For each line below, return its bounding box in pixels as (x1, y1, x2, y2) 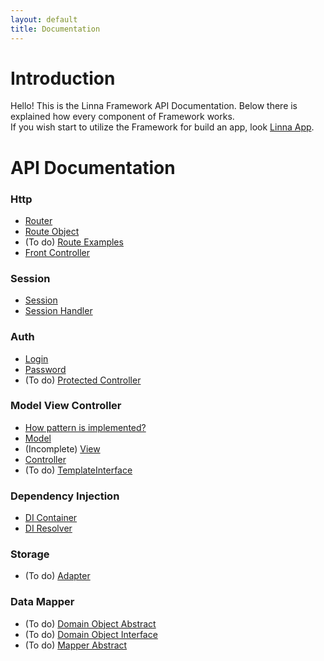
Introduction (10, 67, 116, 90)
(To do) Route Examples (24, 236, 124, 248)
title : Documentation (10, 24, 101, 34)
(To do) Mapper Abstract (24, 639, 128, 651)
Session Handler (24, 305, 93, 317)
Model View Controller (10, 399, 122, 413)
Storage (10, 547, 50, 561)
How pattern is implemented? (24, 421, 147, 433)
